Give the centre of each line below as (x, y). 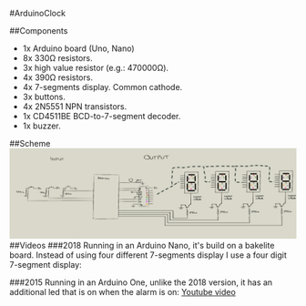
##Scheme (30, 143)
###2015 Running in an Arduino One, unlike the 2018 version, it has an (141, 282)
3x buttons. (44, 97)
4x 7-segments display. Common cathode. (102, 87)
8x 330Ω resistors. (57, 58)
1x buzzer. (41, 126)
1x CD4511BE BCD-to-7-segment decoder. (102, 116)
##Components (39, 31)
